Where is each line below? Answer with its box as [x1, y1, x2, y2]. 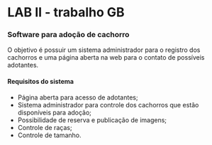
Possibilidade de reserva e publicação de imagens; [17, 115, 167, 124]
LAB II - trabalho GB [7, 4, 125, 21]
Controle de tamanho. [17, 131, 82, 139]
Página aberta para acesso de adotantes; [17, 93, 138, 102]
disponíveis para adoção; [17, 108, 92, 117]
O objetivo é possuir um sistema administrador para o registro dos [7, 45, 201, 54]
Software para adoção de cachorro [7, 30, 130, 40]
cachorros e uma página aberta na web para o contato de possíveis [7, 53, 205, 62]
